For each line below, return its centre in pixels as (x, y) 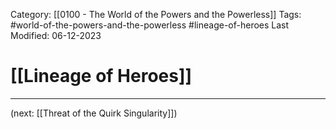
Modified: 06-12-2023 (56, 35)
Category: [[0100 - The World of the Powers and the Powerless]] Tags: (156, 14)
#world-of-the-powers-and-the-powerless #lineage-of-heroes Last (150, 25)
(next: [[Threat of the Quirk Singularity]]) (94, 113)
